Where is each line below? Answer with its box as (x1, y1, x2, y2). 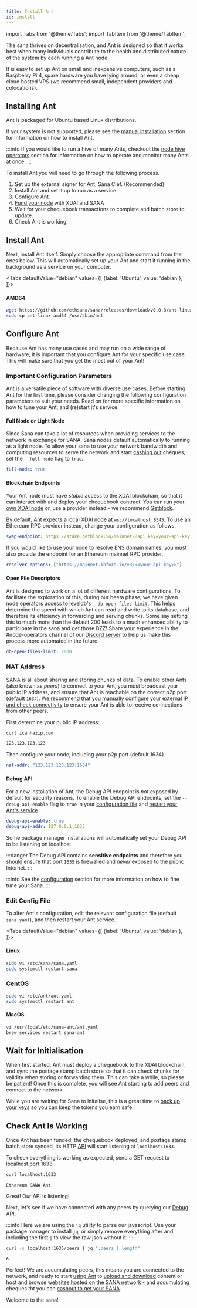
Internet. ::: (6, 864, 33, 871)
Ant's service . (6, 807, 40, 814)
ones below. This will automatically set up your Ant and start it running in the (6, 257, 191, 264)
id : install (6, 14, 35, 20)
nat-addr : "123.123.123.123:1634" (6, 762, 91, 769)
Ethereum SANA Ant (6, 1182, 51, 1188)
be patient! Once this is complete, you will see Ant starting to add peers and (6, 1080, 189, 1087)
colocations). (6, 84, 38, 91)
